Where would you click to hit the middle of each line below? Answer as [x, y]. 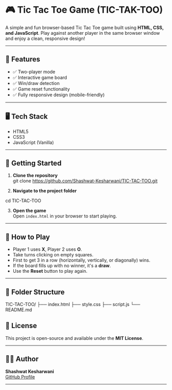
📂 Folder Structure [35, 292]
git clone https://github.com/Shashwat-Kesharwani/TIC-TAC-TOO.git [85, 181]
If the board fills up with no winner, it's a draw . [62, 266]
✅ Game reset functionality [41, 89]
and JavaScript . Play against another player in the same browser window [83, 33]
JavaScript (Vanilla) [33, 142]
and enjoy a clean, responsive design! [45, 38]
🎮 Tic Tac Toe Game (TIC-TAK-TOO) [84, 10]
